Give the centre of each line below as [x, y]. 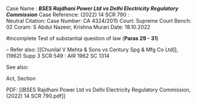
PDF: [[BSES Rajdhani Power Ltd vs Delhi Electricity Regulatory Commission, [98, 90]
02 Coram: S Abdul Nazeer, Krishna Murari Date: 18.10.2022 [79, 27]
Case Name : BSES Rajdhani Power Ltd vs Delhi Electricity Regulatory [92, 8]
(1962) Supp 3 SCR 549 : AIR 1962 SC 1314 [58, 56]
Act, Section [21, 78]
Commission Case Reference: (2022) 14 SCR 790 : [68, 15]
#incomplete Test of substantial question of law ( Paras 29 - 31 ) [82, 38]
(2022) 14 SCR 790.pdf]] [36, 96]
